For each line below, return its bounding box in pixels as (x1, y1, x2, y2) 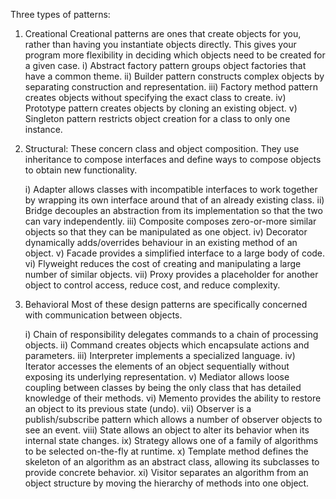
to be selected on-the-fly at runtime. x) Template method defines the (24, 445, 309, 457)
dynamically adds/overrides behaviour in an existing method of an (24, 237, 298, 248)
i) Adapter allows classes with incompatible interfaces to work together (24, 184, 318, 195)
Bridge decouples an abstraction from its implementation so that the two (24, 205, 323, 216)
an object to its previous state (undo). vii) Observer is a (24, 403, 252, 414)
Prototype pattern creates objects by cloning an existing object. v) (24, 102, 298, 114)
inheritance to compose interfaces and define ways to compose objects (24, 154, 322, 165)
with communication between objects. (24, 309, 183, 321)
